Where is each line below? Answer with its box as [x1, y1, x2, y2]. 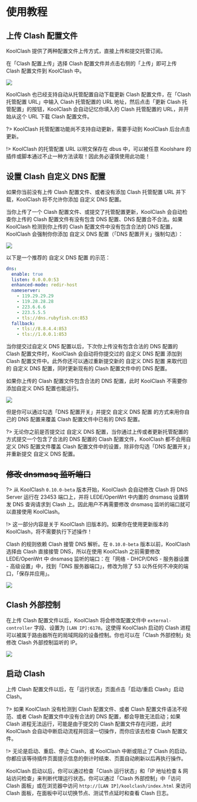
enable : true [11, 271, 44, 277]
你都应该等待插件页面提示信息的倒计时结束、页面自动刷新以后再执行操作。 [6, 755, 186, 762]
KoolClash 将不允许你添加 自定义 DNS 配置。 [16, 196, 125, 203]
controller [6, 625, 33, 631]
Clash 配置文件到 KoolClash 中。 [6, 67, 85, 74]
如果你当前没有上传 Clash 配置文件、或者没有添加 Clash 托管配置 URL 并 [6, 188, 181, 195]
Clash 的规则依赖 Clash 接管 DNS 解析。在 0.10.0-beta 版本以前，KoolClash [6, 540, 191, 547]
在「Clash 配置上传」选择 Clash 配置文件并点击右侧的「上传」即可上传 [6, 60, 178, 67]
